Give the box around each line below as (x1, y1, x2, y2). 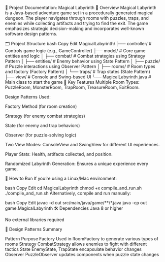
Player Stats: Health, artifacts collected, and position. (5, 151, 113, 157)
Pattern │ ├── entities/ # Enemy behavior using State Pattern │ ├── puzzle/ (5, 58, 160, 64)
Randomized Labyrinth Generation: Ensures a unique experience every (5, 161, 149, 166)
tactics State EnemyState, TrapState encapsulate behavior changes (5, 246, 142, 252)
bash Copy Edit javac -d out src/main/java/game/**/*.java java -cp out (5, 200, 147, 205)
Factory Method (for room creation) (5, 103, 77, 109)
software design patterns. (5, 31, 58, 36)
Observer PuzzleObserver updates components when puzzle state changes (5, 252, 159, 257)
